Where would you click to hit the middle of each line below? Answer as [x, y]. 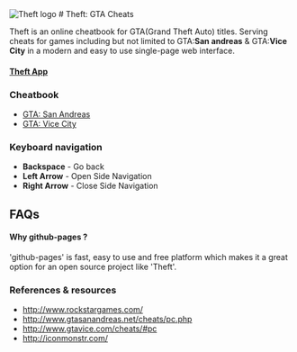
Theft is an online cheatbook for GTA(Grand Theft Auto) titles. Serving [139, 32]
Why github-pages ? [49, 237]
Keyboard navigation [56, 147]
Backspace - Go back [63, 167]
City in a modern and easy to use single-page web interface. [122, 50]
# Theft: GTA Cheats [96, 14]
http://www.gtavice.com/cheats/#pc [90, 329]
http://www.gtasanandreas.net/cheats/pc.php [107, 320]
